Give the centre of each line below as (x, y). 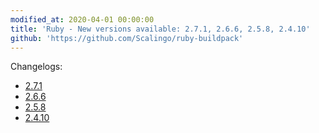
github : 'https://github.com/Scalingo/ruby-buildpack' (127, 38)
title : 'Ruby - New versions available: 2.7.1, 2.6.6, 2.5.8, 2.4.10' (160, 29)
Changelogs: (36, 67)
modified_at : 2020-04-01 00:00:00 (82, 19)
